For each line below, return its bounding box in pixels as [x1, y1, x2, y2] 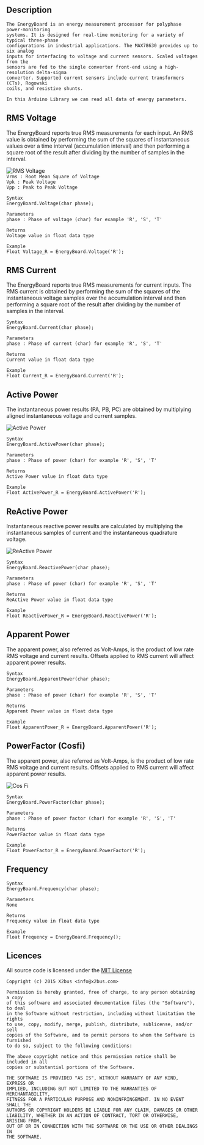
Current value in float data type [6, 357, 95, 363]
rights [6, 1016, 23, 1022]
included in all [6, 1059, 48, 1065]
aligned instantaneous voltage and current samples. [6, 412, 137, 420]
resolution [6, 69, 34, 75]
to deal [6, 1005, 26, 1011]
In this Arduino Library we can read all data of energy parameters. [6, 96, 188, 102]
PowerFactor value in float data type [6, 831, 105, 837]
